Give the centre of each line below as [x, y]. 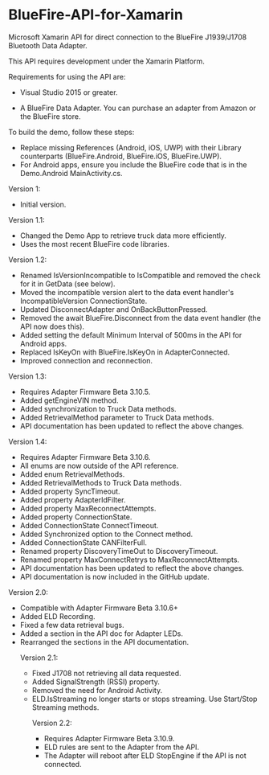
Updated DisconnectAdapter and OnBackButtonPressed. [114, 309]
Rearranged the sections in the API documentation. [104, 642]
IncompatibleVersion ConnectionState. [84, 301]
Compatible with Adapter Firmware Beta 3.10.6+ [99, 608]
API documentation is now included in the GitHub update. [115, 576]
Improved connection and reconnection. [86, 360]
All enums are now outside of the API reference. [99, 465]
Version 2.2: [52, 723]
